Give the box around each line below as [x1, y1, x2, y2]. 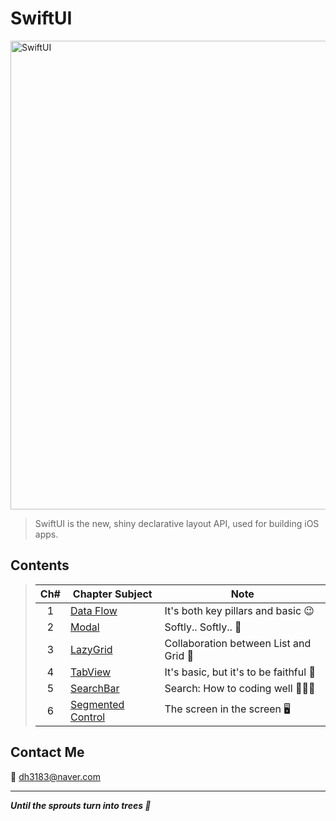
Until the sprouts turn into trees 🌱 [10, 799, 152, 811]
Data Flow [69, 603, 118, 617]
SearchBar [69, 681, 120, 695]
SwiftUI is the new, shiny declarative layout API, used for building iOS [34, 517, 320, 529]
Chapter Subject [72, 587, 153, 601]
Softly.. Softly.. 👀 [164, 620, 242, 634]
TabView [69, 665, 112, 679]
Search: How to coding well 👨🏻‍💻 [164, 681, 316, 695]
